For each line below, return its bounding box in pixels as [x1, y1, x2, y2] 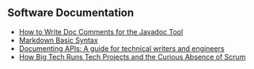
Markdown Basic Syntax [18, 35, 98, 45]
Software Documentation [7, 6, 135, 20]
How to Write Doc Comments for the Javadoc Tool [18, 27, 184, 36]
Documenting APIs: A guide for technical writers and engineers [18, 43, 225, 53]
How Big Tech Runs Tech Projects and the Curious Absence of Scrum [18, 52, 246, 61]
